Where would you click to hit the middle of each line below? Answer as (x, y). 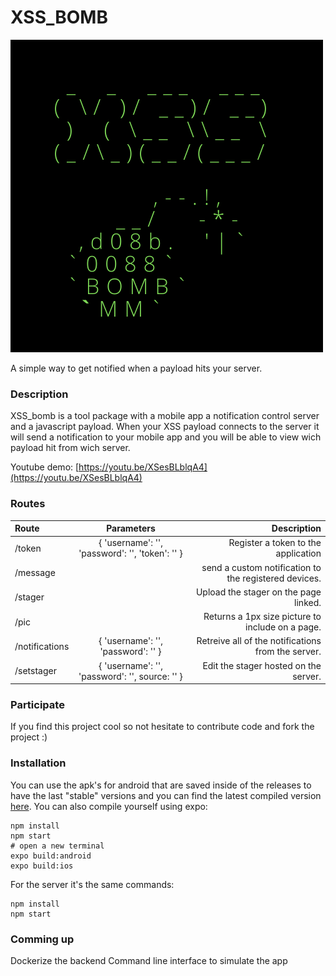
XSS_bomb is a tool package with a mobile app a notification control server (165, 416)
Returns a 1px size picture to (262, 617)
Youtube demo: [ (45, 467)
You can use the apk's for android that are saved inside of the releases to (161, 785)
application (298, 553)
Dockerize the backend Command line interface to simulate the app (149, 960)
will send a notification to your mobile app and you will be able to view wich (166, 437)
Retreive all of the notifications (259, 641)
